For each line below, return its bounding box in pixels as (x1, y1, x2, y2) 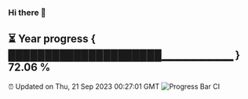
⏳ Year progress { (8, 32, 97, 46)
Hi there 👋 (8, 7, 47, 18)
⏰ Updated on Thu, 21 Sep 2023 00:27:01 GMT (8, 82, 160, 91)
